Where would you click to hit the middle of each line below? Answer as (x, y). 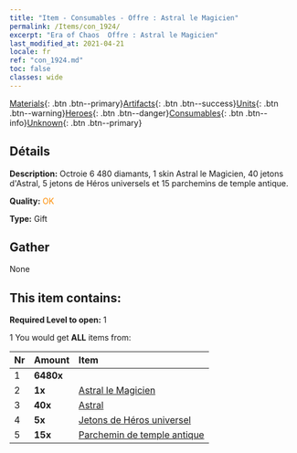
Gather (30, 247)
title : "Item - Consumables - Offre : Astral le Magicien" (124, 18)
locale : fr (30, 52)
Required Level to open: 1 (58, 320)
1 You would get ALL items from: (70, 338)
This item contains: (65, 298)
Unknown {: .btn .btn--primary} (85, 122)
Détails (30, 152)
